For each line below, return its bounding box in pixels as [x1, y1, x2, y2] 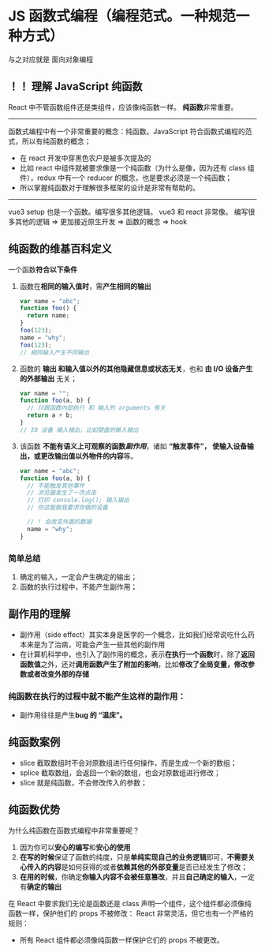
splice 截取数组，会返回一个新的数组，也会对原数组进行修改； [19, 767, 221, 778]
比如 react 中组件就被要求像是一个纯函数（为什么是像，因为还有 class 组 [19, 163, 255, 172]
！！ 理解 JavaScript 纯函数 [8, 80, 143, 93]
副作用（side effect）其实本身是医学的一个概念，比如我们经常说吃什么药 [19, 629, 255, 639]
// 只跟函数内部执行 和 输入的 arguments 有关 [27, 404, 166, 412]
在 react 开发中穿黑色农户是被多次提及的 [19, 153, 151, 163]
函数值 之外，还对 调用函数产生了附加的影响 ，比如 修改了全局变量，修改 [19, 659, 248, 669]
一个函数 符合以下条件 [8, 264, 77, 274]
